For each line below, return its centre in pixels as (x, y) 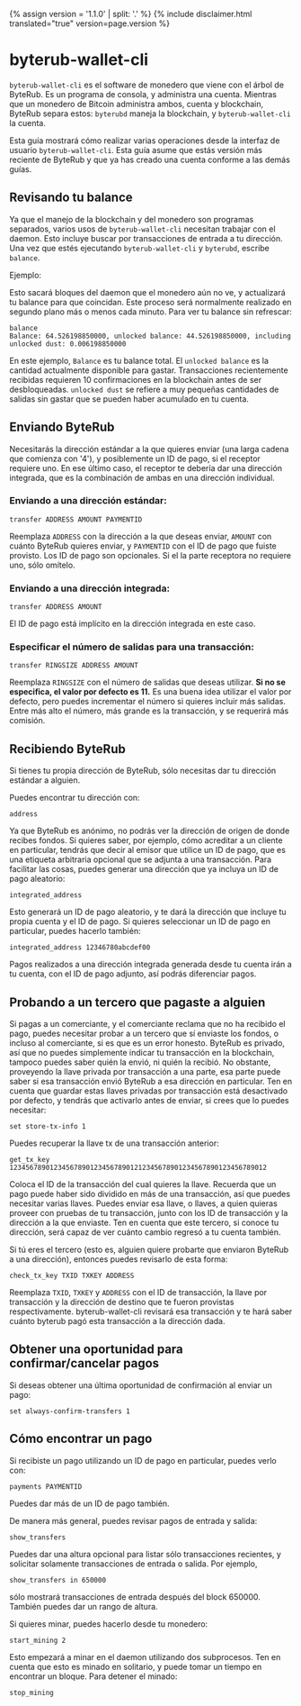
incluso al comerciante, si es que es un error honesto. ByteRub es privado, (147, 1043)
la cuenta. (28, 123)
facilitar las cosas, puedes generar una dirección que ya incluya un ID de (144, 869)
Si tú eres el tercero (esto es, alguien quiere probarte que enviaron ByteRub (149, 1250)
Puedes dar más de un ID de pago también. (89, 1503)
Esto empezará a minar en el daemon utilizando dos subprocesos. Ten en (145, 1656)
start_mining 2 (38, 1640)
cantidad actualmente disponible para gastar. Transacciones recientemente (149, 370)
